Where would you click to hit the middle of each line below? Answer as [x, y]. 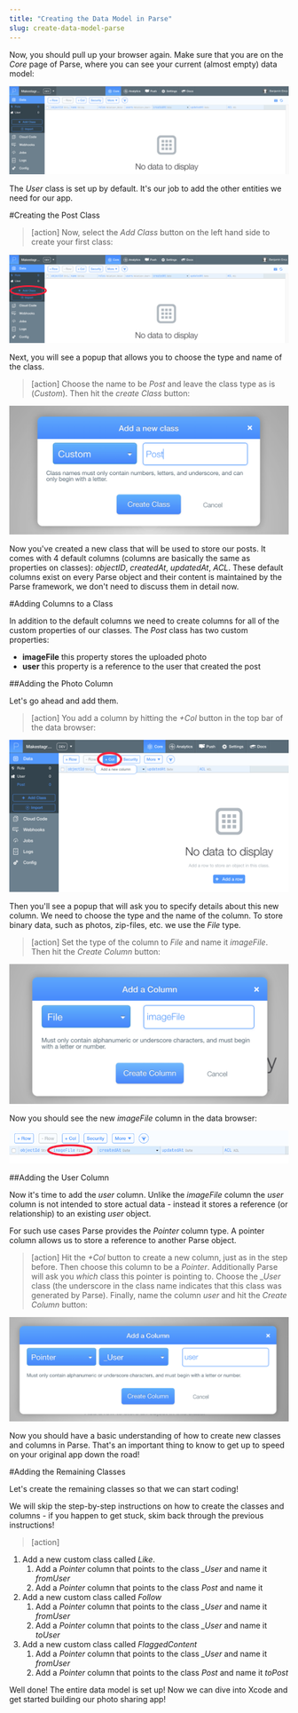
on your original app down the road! [74, 1454]
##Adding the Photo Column [61, 683]
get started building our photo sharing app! [88, 1699]
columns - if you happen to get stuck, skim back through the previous [137, 1515]
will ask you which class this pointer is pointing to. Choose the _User [156, 1276]
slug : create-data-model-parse [67, 28]
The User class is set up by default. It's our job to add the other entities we [145, 188]
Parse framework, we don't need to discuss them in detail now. [124, 586]
